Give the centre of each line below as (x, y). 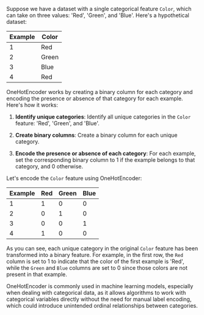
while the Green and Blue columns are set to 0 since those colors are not (97, 268)
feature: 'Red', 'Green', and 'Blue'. (57, 123)
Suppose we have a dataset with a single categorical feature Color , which (99, 9)
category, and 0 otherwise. (49, 166)
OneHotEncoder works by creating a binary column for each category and (100, 92)
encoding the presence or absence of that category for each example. (95, 98)
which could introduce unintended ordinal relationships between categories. (102, 306)
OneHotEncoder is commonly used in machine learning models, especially (100, 286)
